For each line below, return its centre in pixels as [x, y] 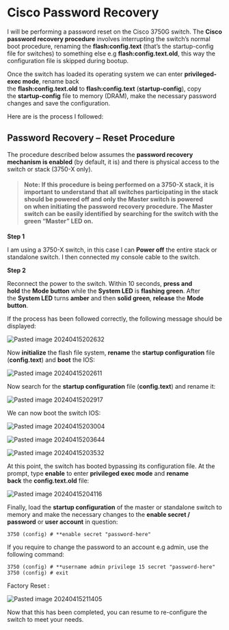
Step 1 [16, 236]
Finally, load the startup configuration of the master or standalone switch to [114, 507]
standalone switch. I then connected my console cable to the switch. [104, 257]
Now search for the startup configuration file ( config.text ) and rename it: [111, 386]
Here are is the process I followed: [55, 116]
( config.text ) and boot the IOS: [51, 360]
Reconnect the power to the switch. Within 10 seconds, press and [100, 283]
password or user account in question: [63, 522]
